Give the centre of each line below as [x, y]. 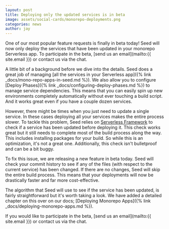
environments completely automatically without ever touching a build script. [84, 96]
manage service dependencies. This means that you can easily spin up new [84, 91]
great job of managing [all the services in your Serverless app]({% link [78, 74]
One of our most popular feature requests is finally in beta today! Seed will [82, 43]
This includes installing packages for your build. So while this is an [74, 138]
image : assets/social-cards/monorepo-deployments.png [63, 19]
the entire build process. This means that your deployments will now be [79, 175]
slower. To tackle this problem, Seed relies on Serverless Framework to [79, 122]
